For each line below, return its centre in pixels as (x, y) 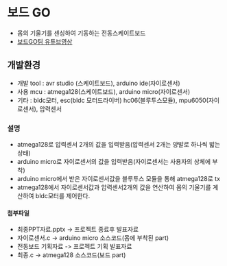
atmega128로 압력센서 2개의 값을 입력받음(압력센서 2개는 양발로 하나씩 (112, 145)
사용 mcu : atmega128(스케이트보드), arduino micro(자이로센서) (104, 91)
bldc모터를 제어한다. (63, 196)
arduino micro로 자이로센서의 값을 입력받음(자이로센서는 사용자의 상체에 (114, 162)
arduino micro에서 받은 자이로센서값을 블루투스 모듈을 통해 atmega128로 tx (119, 179)
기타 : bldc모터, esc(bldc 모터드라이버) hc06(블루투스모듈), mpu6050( (113, 100)
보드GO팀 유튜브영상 (45, 41)
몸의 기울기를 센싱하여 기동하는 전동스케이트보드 (81, 33)
